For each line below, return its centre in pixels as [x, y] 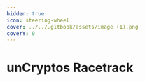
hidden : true [26, 14]
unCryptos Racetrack [70, 68]
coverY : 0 [21, 33]
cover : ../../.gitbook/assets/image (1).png [72, 27]
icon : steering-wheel [38, 20]
